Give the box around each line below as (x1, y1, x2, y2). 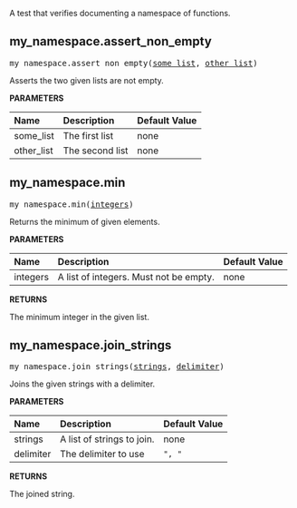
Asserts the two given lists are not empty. (9, 74, 165, 85)
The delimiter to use (60, 448, 145, 461)
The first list (62, 129, 114, 142)
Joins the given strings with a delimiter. (9, 378, 156, 389)
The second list (62, 144, 129, 157)
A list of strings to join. (60, 433, 155, 445)
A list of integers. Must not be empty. (57, 270, 216, 283)
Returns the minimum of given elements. (9, 216, 160, 227)
